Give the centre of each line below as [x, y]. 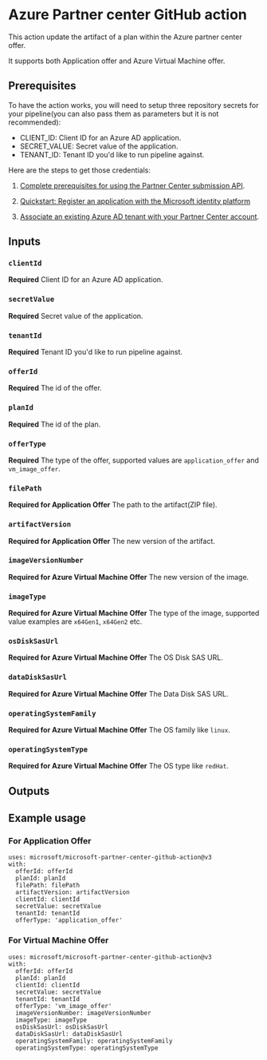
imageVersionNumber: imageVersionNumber [83, 1013]
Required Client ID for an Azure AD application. [86, 280]
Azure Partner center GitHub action [128, 15]
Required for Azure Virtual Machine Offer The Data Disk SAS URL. [118, 693]
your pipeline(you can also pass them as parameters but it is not [114, 113]
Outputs [29, 791]
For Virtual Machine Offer [59, 940]
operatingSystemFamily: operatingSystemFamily [94, 1041]
